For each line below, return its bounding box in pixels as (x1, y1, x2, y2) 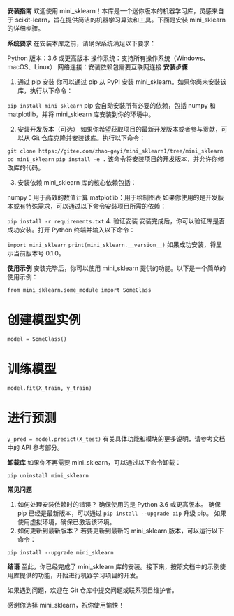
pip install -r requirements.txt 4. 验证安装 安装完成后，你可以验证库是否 (7, 217, 226, 225)
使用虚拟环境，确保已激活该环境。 (17, 517, 116, 526)
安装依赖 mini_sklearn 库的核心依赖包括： (17, 178, 137, 186)
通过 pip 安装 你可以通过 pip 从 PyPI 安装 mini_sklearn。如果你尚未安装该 (17, 78, 227, 86)
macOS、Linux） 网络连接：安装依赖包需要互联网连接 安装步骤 (7, 63, 189, 71)
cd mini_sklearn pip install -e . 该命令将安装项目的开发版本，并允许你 (7, 155, 218, 163)
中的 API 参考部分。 (7, 443, 64, 451)
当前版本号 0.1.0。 (13, 249, 65, 258)
